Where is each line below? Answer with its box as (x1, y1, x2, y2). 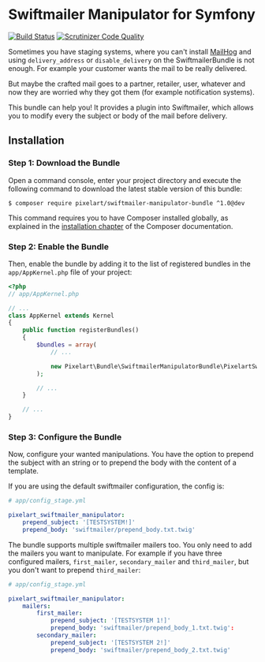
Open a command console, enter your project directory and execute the (8, 175, 241, 185)
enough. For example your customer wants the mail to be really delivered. (8, 63, 248, 73)
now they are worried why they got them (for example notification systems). (8, 87, 255, 96)
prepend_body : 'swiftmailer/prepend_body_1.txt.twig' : (50, 624, 235, 632)
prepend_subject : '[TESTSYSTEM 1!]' (50, 617, 171, 625)
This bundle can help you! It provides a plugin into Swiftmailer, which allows (8, 103, 254, 112)
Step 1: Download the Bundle (8, 158, 121, 169)
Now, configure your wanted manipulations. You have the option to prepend (8, 450, 254, 459)
